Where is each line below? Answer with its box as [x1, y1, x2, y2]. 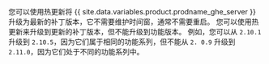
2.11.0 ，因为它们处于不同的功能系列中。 [8, 47, 144, 56]
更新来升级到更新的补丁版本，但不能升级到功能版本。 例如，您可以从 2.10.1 [8, 27, 262, 36]
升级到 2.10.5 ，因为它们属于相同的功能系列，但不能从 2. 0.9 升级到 [8, 37, 236, 46]
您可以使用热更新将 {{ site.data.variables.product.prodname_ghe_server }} [8, 7, 257, 16]
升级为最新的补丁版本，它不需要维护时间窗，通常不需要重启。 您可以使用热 [8, 17, 259, 26]
